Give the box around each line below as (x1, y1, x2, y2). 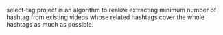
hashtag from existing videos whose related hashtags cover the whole (6, 13, 205, 21)
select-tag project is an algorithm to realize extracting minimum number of (6, 6, 217, 14)
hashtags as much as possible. (6, 21, 94, 28)
